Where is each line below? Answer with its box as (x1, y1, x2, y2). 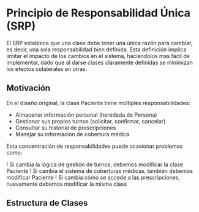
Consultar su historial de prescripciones (15, 124, 116, 131)
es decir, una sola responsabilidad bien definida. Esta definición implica (6, 46, 187, 53)
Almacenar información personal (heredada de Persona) (15, 111, 157, 119)
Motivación (6, 83, 51, 93)
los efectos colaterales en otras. (6, 65, 88, 73)
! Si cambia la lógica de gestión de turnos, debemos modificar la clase (6, 161, 184, 168)
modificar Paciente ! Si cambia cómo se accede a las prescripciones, (6, 174, 181, 181)
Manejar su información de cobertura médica (15, 130, 130, 137)
